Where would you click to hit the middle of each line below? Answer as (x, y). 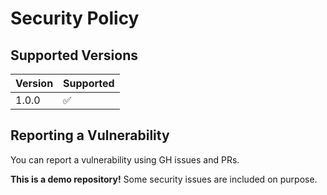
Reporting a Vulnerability (90, 135)
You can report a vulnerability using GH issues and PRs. (125, 159)
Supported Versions (74, 55)
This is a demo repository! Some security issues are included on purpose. (164, 179)
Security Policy (75, 18)
